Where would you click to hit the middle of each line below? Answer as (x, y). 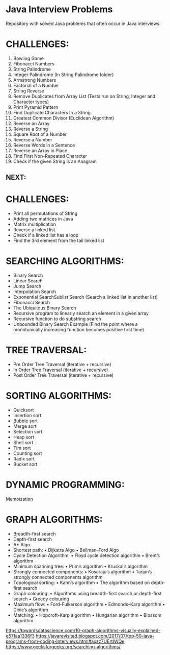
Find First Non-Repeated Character (50, 156)
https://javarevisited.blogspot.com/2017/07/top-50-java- (95, 636)
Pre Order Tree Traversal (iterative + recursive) (62, 365)
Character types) (31, 102)
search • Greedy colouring (41, 599)
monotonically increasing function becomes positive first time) (79, 330)
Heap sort (24, 437)
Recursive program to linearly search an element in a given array (81, 313)
